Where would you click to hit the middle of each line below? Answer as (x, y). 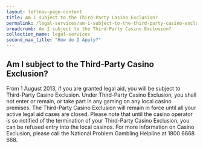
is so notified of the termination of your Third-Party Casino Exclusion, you (98, 120)
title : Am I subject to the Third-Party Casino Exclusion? (82, 18)
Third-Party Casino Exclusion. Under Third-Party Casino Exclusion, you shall (101, 95)
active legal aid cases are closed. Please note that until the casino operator (100, 114)
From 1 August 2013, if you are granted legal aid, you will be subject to (93, 88)
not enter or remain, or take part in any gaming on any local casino (89, 101)
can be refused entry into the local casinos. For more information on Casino (100, 127)
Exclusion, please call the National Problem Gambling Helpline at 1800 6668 (101, 133)
